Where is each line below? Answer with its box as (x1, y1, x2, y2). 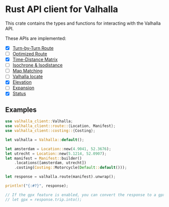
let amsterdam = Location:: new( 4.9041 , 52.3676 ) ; (5, 146, 112, 152)
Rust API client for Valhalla (5, 4, 118, 15)
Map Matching (12, 68, 43, 74)
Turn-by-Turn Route (12, 45, 54, 51)
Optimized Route (12, 51, 47, 56)
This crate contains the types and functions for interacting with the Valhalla (5, 20, 161, 26)
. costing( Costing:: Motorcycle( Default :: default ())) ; (14, 165, 127, 170)
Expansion (12, 85, 35, 91)
